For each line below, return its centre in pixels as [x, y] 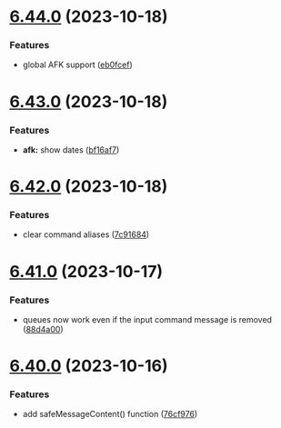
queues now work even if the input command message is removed [147, 319]
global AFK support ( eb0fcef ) [78, 65]
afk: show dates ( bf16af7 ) [71, 149]
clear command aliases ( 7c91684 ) [86, 234]
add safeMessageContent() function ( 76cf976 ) [110, 414]
